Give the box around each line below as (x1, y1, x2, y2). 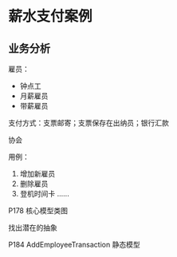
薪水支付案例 (8, 7, 93, 26)
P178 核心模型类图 (8, 206, 68, 215)
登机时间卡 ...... (19, 189, 69, 198)
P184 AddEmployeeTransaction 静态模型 (8, 240, 141, 249)
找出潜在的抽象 (8, 223, 57, 232)
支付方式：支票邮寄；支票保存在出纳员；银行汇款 (8, 118, 169, 128)
